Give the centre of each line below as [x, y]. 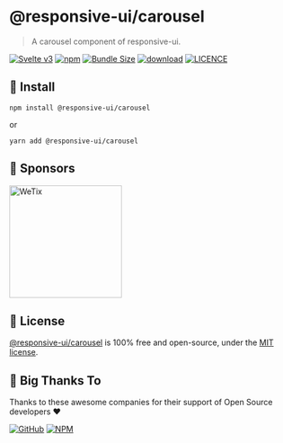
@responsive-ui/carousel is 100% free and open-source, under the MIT [141, 342]
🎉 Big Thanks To [55, 381]
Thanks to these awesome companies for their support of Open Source [141, 403]
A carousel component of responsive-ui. [106, 41]
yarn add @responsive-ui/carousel [74, 141]
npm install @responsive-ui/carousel [80, 108]
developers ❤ [35, 412]
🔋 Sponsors [42, 168]
